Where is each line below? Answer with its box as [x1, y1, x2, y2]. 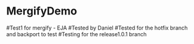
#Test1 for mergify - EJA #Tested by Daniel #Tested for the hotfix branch [6, 24, 188, 31]
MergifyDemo [6, 4, 78, 18]
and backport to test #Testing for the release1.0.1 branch [6, 30, 147, 37]
